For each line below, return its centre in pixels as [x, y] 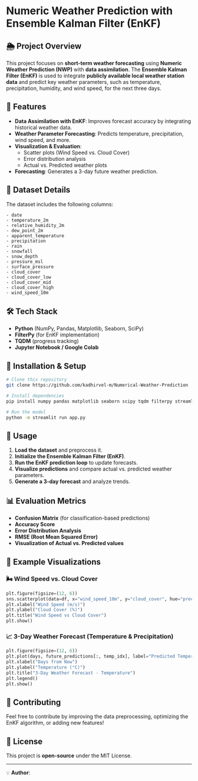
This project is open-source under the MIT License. [69, 756]
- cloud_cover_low [29, 277]
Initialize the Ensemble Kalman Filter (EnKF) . [70, 456]
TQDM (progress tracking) [47, 341]
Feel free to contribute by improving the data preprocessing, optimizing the [97, 717]
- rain [14, 246]
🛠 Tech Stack [32, 312]
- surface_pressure [30, 267]
